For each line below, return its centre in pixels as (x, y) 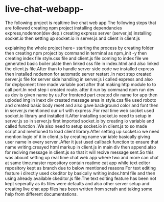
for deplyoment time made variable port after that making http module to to (81, 84)
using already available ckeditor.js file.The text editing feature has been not (81, 178)
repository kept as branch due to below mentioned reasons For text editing (81, 168)
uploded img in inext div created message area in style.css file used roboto (81, 100)
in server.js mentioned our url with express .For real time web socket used (80, 110)
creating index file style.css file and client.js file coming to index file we (77, 58)
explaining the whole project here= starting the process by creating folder (80, 48)
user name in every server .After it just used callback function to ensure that (82, 142)
